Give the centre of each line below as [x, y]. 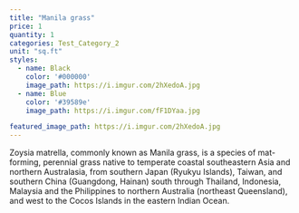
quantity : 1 [32, 34]
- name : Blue [42, 93]
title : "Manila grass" [52, 18]
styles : [24, 60]
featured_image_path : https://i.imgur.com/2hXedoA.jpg [115, 127]
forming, [25, 162]
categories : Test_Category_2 [64, 43]
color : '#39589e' [58, 102]
